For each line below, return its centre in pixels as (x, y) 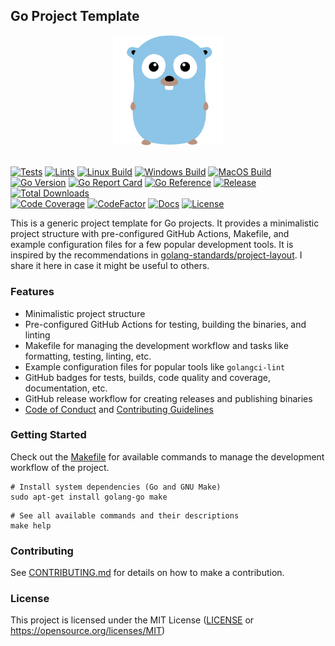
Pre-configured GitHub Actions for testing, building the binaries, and (165, 324)
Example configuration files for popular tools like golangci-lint (155, 366)
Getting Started (48, 435)
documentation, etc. (66, 388)
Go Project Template (75, 16)
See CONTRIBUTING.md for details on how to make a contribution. (147, 573)
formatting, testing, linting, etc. (88, 356)
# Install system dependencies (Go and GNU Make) (116, 487)
